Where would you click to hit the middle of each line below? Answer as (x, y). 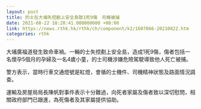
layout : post (22, 12)
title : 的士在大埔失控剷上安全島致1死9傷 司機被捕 (63, 17)
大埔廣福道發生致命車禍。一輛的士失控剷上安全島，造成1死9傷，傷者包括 (96, 52)
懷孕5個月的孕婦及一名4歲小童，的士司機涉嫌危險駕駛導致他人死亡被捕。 (101, 59)
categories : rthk (28, 34)
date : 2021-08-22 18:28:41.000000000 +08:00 (63, 23)
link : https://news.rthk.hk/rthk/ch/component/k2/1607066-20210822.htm (97, 28)
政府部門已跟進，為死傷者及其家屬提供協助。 (66, 100)
